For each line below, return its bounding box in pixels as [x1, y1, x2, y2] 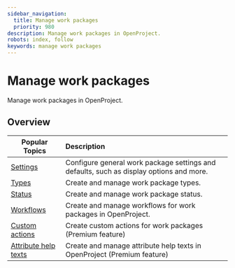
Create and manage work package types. [65, 178, 201, 188]
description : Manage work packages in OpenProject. [7, 29, 161, 37]
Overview [7, 116, 51, 128]
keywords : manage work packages [7, 43, 101, 50]
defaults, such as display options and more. [65, 166, 208, 176]
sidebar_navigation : [7, 10, 68, 17]
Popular [21, 137, 48, 147]
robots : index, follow [7, 36, 73, 43]
